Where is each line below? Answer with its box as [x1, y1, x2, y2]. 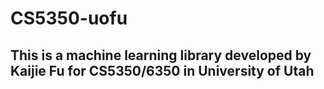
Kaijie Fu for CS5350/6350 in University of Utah [10, 62, 315, 79]
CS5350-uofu [10, 7, 128, 30]
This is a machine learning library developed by [10, 47, 312, 64]
